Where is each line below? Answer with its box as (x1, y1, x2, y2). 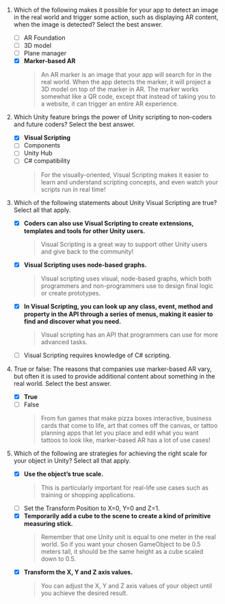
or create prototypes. (40, 289, 101, 297)
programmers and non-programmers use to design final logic (40, 281, 214, 290)
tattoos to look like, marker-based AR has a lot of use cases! (40, 435, 211, 444)
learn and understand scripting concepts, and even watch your (40, 178, 219, 186)
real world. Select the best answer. (13, 379, 111, 387)
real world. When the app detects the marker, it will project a (40, 78, 211, 86)
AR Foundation (23, 34, 66, 42)
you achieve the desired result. (40, 589, 128, 597)
